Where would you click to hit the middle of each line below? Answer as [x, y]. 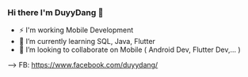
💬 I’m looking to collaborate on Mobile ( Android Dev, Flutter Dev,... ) [130, 49]
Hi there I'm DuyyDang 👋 [55, 13]
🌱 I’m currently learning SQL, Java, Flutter [87, 42]
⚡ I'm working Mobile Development [76, 30]
